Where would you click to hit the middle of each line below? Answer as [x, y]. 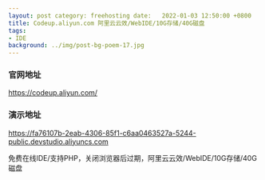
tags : [17, 30]
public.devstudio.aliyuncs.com [59, 142]
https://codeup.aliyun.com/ [53, 93]
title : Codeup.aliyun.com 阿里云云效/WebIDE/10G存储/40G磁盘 [107, 23]
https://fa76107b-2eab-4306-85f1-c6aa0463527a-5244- [103, 133]
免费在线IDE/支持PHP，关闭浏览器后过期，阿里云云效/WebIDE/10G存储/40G [133, 158]
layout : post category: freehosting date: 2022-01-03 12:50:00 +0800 [130, 16]
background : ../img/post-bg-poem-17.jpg [77, 46]
